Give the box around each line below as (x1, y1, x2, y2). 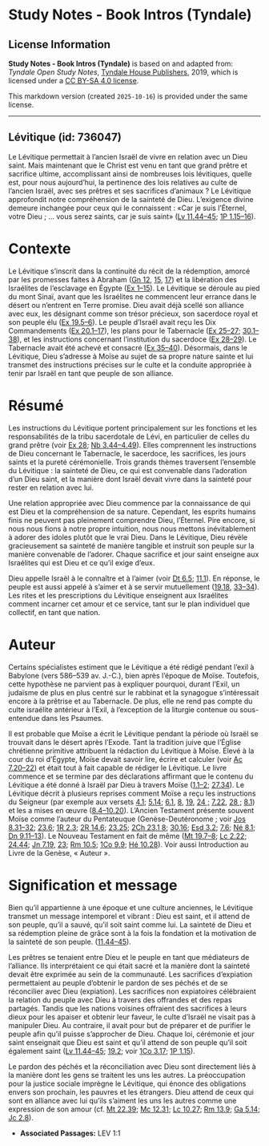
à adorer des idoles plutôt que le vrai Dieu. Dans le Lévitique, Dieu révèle (8, 532, 248, 542)
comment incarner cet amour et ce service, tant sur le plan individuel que (8, 599, 251, 609)
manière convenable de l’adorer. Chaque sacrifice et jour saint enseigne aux (8, 549, 259, 559)
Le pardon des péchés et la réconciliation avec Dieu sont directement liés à (8, 1061, 256, 1071)
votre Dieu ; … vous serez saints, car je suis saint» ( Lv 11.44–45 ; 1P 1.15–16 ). (8, 211, 256, 221)
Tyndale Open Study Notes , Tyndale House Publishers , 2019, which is (8, 67, 239, 77)
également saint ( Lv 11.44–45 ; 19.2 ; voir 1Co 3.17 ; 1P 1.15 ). (8, 1046, 196, 1055)
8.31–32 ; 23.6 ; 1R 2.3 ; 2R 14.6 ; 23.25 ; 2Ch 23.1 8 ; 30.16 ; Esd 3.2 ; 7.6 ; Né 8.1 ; (8, 822, 256, 832)
